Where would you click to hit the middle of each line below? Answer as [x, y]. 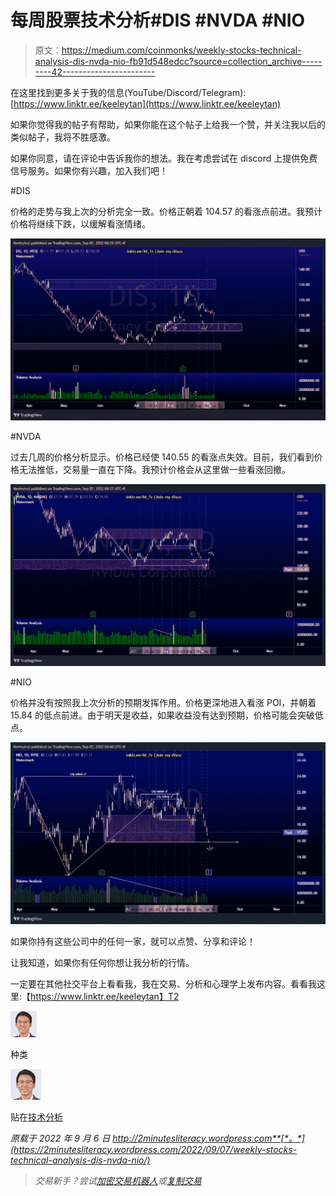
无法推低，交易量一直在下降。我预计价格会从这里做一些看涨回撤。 [154, 469]
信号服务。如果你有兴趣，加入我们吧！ [89, 170]
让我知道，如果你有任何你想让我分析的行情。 [102, 962]
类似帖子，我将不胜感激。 [63, 137]
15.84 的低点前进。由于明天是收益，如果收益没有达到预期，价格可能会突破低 [167, 715]
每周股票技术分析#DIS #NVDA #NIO [158, 20]
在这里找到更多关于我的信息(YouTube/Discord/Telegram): [128, 92]
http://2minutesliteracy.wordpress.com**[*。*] [208, 1138]
